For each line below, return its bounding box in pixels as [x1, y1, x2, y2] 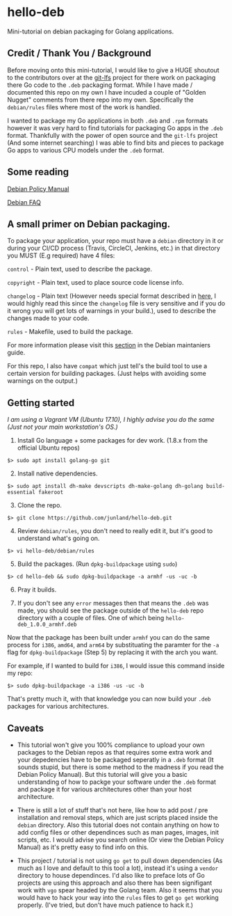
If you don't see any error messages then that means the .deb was [17, 599, 209, 608]
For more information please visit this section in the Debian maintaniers [7, 341, 210, 349]
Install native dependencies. [17, 469, 98, 477]
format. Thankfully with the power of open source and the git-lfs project [7, 131, 218, 139]
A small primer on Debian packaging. [7, 218, 171, 230]
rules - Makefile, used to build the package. [7, 328, 133, 336]
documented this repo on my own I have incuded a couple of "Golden [7, 88, 206, 96]
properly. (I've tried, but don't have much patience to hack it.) [17, 901, 193, 909]
